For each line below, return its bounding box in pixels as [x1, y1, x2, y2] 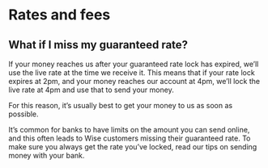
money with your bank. [8, 151, 85, 160]
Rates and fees [8, 6, 111, 24]
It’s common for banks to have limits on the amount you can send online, [8, 125, 250, 134]
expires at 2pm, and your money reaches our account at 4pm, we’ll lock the [8, 77, 261, 86]
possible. [8, 109, 39, 119]
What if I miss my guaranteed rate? [8, 38, 189, 52]
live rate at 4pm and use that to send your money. [8, 85, 174, 94]
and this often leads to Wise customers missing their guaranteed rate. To [8, 133, 251, 143]
